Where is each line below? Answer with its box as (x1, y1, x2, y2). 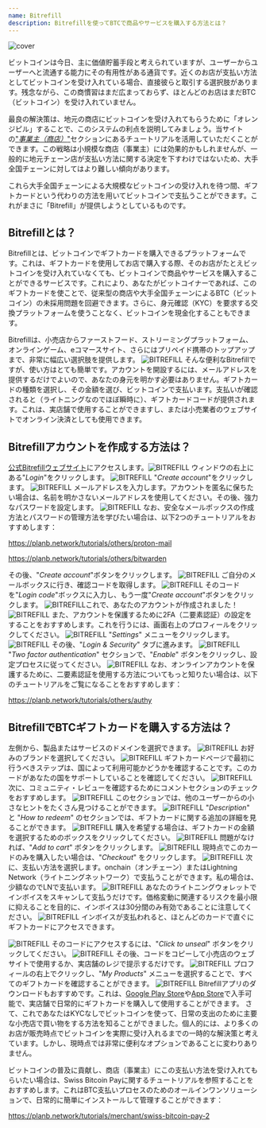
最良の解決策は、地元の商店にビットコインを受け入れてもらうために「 (8, 114, 237, 123)
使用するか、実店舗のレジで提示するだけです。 (35, 959, 189, 968)
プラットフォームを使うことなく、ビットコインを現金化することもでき (14, 308, 245, 318)
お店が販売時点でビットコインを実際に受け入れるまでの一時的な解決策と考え (8, 1028, 259, 1038)
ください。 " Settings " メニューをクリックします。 (29, 630, 234, 640)
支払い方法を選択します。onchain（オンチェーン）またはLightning (21, 862, 238, 872)
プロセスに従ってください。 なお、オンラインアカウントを (14, 659, 249, 669)
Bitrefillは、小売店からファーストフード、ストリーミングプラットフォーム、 (8, 335, 253, 344)
